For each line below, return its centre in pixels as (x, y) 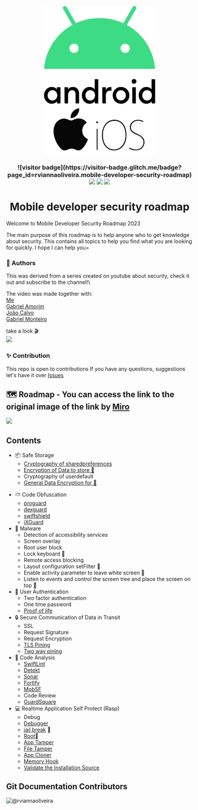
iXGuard (33, 522)
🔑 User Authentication (41, 592)
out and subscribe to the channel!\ (48, 282)
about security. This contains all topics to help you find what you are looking (99, 241)
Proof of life (38, 611)
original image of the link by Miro (68, 407)
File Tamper (38, 749)
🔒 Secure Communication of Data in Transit (67, 617)
